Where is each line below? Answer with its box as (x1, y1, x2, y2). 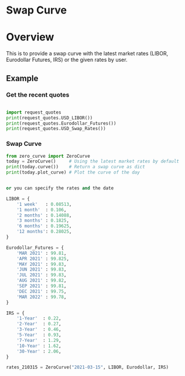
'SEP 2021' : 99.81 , (16, 283, 67, 289)
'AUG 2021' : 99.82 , (16, 278, 67, 284)
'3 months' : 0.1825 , (16, 218, 69, 224)
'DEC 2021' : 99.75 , (16, 288, 67, 294)
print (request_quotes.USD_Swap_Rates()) (6, 126, 107, 132)
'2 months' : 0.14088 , (16, 212, 72, 218)
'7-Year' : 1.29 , (16, 337, 61, 343)
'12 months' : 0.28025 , (16, 229, 72, 235)
